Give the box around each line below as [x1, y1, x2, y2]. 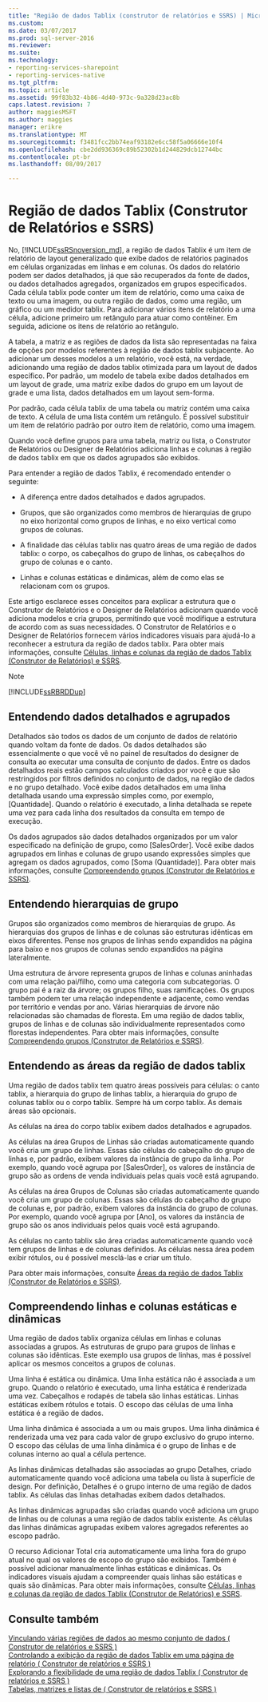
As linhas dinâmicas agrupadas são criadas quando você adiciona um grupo [8, 1505, 259, 1515]
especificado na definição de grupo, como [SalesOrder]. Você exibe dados [8, 840, 254, 849]
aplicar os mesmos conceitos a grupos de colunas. [8, 1359, 175, 1369]
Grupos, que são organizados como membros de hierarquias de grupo [19, 508, 251, 518]
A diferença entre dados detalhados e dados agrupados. [19, 492, 206, 502]
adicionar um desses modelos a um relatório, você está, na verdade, [8, 354, 233, 364]
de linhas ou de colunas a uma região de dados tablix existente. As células [8, 1514, 253, 1524]
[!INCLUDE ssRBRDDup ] [8, 687, 86, 697]
